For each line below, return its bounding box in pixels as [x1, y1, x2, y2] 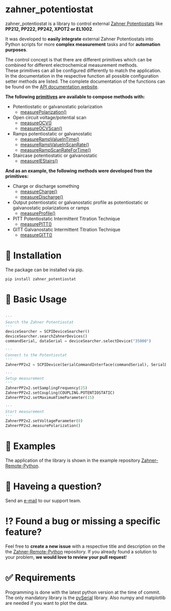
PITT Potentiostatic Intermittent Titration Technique [12, 216, 121, 222]
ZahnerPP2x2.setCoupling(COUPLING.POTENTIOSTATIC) [5, 390, 115, 395]
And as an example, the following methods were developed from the [5, 168, 153, 174]
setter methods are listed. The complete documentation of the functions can [5, 78, 165, 84]
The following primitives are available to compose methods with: [5, 93, 145, 100]
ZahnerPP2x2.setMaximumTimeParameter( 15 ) [5, 395, 95, 400]
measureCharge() [20, 188, 58, 195]
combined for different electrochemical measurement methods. [5, 62, 138, 68]
